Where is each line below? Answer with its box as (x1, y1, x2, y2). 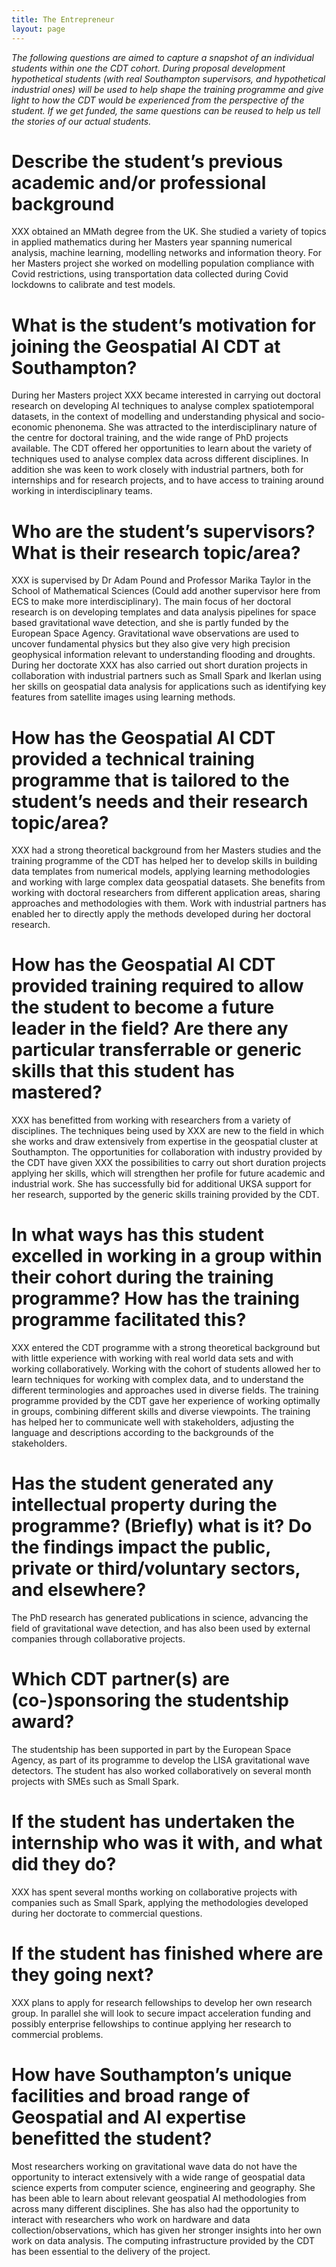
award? (11, 1711, 75, 1733)
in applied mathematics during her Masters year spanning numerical (11, 236, 293, 248)
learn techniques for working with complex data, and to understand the (11, 1374, 304, 1386)
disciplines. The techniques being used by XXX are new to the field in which (11, 1125, 325, 1137)
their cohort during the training (11, 1266, 274, 1289)
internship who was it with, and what (11, 1832, 323, 1855)
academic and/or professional (11, 171, 267, 194)
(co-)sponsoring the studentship (11, 1689, 289, 1712)
